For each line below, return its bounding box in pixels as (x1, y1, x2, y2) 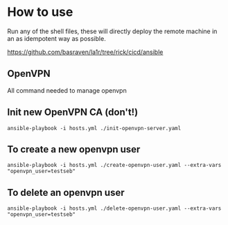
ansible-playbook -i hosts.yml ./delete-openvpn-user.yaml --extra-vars (7, 205, 222, 212)
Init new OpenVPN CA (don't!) (7, 107, 139, 118)
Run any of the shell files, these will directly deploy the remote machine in (7, 27, 218, 35)
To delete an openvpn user (7, 186, 125, 198)
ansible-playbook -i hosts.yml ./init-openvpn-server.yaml (7, 125, 182, 132)
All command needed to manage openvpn (7, 86, 127, 94)
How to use (7, 4, 73, 20)
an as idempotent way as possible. (7, 34, 106, 42)
